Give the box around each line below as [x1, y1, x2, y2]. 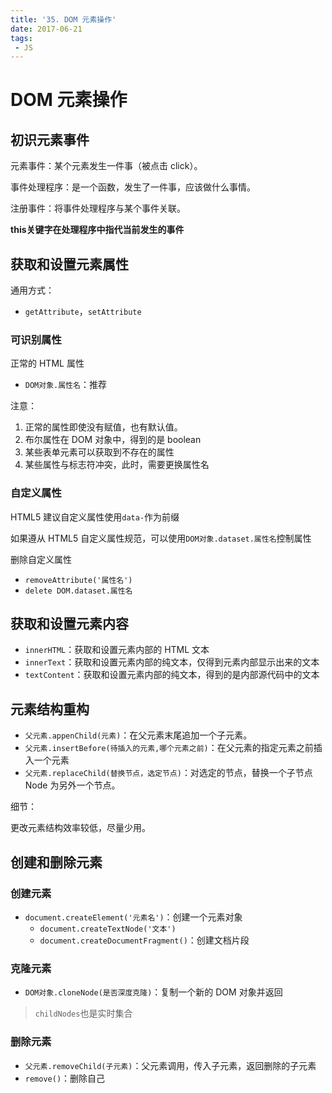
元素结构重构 [10, 701, 90, 718]
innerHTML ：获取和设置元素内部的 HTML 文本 [24, 644, 210, 656]
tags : [10, 33, 33, 43]
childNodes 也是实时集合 [34, 1007, 133, 1020]
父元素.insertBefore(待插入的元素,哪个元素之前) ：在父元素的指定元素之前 [24, 742, 314, 754]
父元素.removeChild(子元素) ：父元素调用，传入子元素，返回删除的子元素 [24, 1059, 317, 1071]
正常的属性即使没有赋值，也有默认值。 [24, 421, 183, 433]
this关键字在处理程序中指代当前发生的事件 [10, 224, 185, 236]
